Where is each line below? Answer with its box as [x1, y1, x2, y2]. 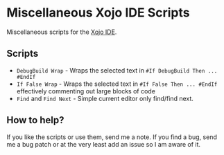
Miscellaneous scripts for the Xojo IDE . [6, 28, 117, 36]
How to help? [6, 114, 64, 126]
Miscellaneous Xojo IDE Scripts [6, 5, 190, 21]
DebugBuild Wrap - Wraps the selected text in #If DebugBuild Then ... [16, 66, 218, 74]
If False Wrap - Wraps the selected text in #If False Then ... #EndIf [16, 80, 218, 88]
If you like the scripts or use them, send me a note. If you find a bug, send [6, 133, 218, 141]
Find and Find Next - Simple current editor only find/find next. [16, 94, 193, 102]
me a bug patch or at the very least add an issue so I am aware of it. [6, 140, 201, 148]
